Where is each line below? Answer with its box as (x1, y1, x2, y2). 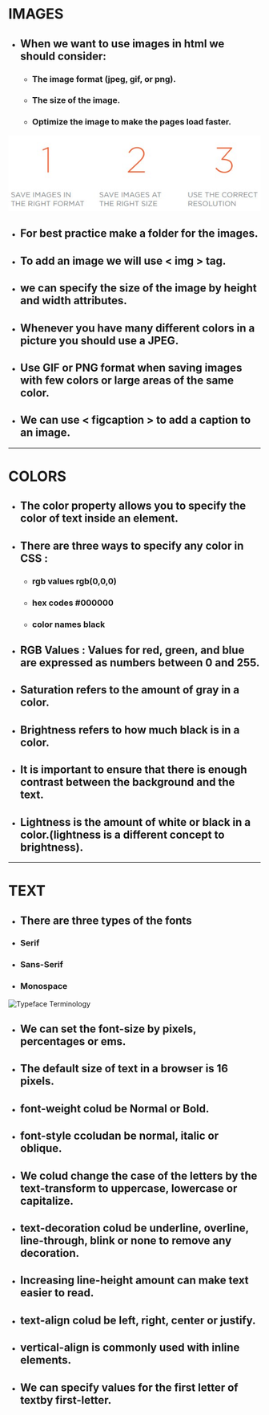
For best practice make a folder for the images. (19, 226, 259, 241)
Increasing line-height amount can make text (19, 1274, 250, 1287)
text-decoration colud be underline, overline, (19, 1222, 250, 1235)
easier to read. (19, 1286, 94, 1300)
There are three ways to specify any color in (19, 539, 244, 552)
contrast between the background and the (19, 775, 235, 789)
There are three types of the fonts (19, 913, 192, 927)
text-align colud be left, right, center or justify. (19, 1313, 256, 1327)
